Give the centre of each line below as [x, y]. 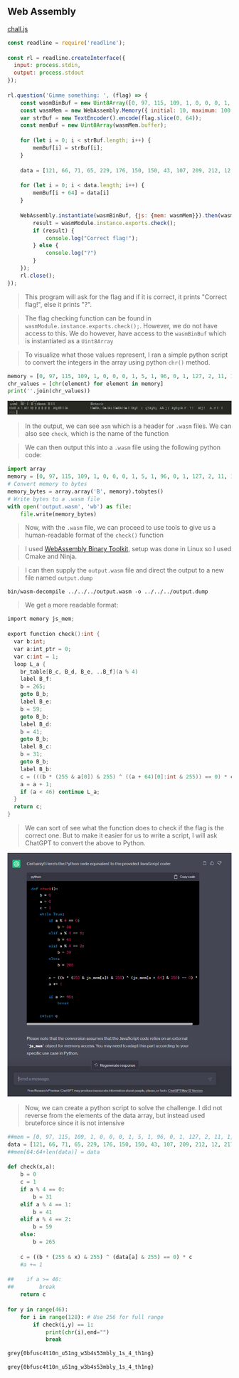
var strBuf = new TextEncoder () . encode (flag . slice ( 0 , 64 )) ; [111, 118]
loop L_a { [30, 664]
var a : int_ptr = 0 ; [43, 649]
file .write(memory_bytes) [59, 514]
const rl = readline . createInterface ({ [67, 58]
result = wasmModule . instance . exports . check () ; [105, 223]
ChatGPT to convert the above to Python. [85, 843]
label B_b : [36, 769]
